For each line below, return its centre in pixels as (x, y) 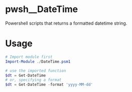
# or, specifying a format (33, 80)
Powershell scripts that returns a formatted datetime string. (66, 23)
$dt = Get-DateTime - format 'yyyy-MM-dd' (49, 85)
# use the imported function (36, 71)
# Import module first (29, 57)
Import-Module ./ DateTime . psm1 (38, 61)
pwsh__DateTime (42, 9)
